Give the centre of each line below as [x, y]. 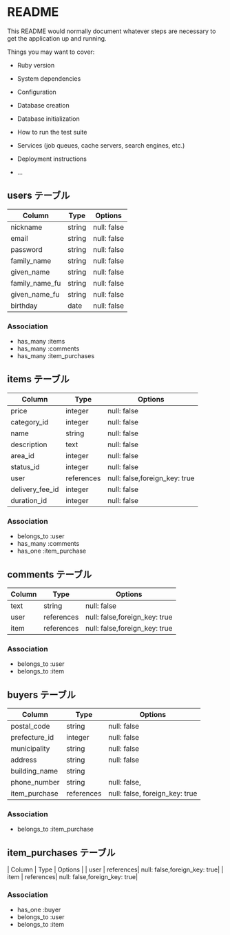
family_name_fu [36, 283]
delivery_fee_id [35, 489]
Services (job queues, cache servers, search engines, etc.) [101, 145]
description [29, 444]
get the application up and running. [57, 38]
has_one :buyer [39, 910]
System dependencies [49, 78]
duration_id [29, 500]
